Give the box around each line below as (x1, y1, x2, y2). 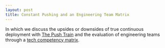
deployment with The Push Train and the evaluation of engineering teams (5, 31, 160, 37)
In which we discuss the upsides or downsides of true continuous (5, 26, 144, 32)
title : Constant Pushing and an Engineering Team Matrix (5, 12, 130, 17)
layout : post (5, 7, 33, 13)
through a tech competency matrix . (5, 36, 79, 43)
